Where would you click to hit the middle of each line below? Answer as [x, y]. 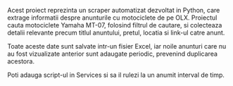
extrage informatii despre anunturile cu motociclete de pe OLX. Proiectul [112, 18]
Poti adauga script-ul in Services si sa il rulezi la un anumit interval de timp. [116, 75]
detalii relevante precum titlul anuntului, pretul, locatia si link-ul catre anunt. [116, 32]
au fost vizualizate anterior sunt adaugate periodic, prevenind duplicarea [113, 54]
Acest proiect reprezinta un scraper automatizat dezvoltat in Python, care [114, 10]
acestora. [21, 61]
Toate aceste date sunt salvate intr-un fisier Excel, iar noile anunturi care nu [117, 46]
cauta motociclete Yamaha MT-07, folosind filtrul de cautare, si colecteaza [115, 25]
